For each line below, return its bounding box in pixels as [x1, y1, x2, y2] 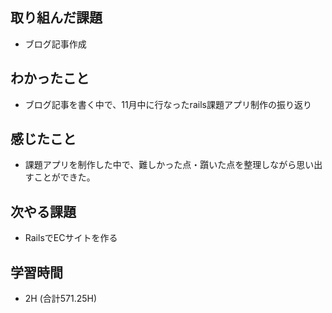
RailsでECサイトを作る [24, 232, 118, 244]
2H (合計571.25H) [24, 293, 98, 305]
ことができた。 [33, 171, 96, 183]
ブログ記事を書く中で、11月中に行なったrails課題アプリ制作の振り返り [24, 98, 312, 110]
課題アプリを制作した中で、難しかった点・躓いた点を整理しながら [24, 159, 297, 171]
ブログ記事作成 [24, 38, 87, 50]
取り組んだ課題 [10, 9, 103, 27]
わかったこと [10, 70, 90, 87]
